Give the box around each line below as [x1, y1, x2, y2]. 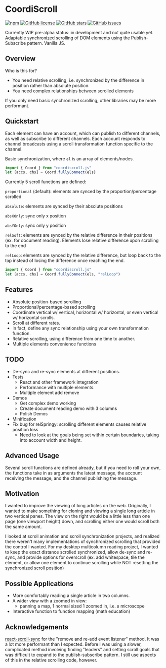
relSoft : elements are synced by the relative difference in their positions [5, 232, 153, 238]
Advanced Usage [5, 452, 59, 460]
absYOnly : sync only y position [5, 222, 66, 229]
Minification [12, 416, 37, 422]
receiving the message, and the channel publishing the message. [5, 475, 138, 481]
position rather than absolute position [12, 82, 89, 88]
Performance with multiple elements [19, 384, 94, 390]
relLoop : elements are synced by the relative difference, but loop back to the [5, 252, 161, 259]
